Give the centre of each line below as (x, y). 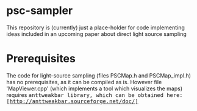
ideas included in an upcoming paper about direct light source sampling (97, 34)
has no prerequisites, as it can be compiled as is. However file (84, 82)
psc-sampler (40, 11)
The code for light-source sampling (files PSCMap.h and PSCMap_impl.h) (99, 75)
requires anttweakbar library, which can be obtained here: (95, 95)
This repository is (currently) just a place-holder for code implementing (95, 27)
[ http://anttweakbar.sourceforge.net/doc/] (72, 101)
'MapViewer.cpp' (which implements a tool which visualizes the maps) (95, 88)
